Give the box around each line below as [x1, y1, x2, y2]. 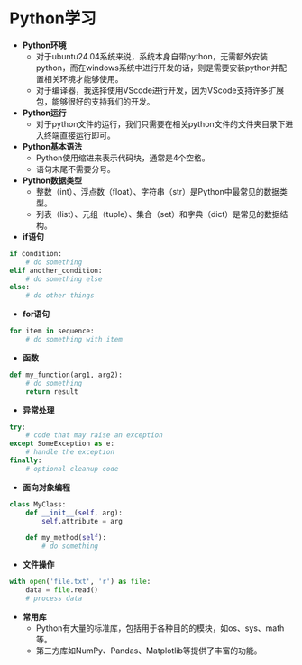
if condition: [9, 249, 63, 258]
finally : [9, 456, 42, 465]
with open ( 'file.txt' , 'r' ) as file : [9, 578, 151, 587]
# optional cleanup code [25, 464, 119, 473]
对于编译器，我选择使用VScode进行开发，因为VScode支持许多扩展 [35, 85, 285, 96]
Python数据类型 [22, 175, 83, 186]
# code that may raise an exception [25, 431, 164, 440]
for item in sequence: [9, 326, 95, 336]
